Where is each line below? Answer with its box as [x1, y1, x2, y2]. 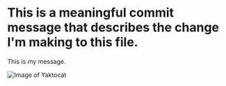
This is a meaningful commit [7, 5, 175, 21]
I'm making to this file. [7, 35, 138, 50]
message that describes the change [7, 19, 220, 35]
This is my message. [7, 57, 66, 65]
